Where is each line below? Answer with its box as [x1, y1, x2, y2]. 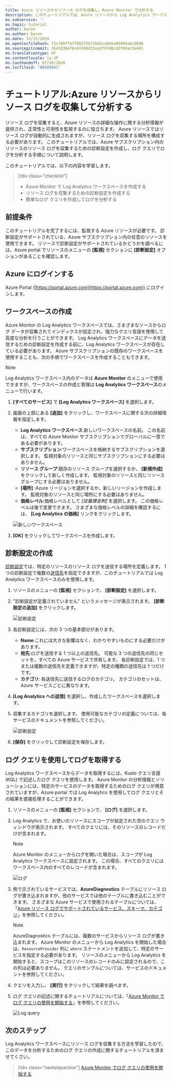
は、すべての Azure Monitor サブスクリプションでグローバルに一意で [20, 433, 165, 440]
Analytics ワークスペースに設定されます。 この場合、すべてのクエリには [12, 858, 164, 864]
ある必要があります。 [20, 440, 66, 446]
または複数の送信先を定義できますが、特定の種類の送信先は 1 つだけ [20, 663, 164, 669]
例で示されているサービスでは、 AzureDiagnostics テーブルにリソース [12, 886, 161, 892]
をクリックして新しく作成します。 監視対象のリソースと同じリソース [20, 472, 165, 478]
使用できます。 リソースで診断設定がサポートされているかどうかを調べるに [5, 240, 163, 246]
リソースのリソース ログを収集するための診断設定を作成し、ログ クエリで [5, 145, 161, 152]
